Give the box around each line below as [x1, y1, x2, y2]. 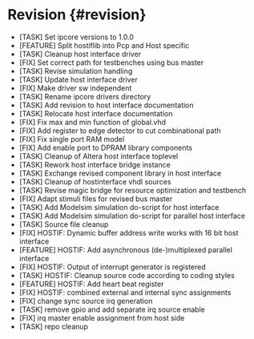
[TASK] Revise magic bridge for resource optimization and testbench [18, 185, 246, 195]
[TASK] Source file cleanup [18, 219, 109, 229]
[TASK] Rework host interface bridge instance [18, 159, 171, 169]
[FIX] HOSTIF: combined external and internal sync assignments [18, 287, 232, 297]
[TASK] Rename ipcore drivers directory [18, 91, 151, 101]
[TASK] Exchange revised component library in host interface [18, 168, 222, 178]
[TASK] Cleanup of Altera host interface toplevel [18, 151, 179, 161]
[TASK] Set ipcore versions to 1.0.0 [18, 32, 134, 42]
